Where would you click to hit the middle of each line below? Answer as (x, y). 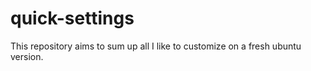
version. (27, 56)
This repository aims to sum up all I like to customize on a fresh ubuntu (156, 46)
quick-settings (72, 18)
